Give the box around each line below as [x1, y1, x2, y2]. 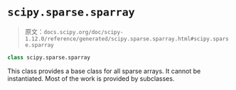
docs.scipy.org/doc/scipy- [43, 28, 124, 35]
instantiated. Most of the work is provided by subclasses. [7, 74, 175, 83]
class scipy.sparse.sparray [7, 54, 91, 61]
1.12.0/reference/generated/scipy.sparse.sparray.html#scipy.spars [24, 35, 229, 43]
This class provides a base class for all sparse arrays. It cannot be [7, 67, 201, 75]
